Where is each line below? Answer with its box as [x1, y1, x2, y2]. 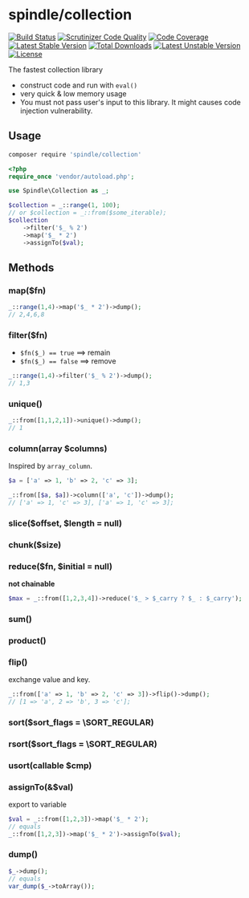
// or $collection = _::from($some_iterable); [8, 209, 167, 217]
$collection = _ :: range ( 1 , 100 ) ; [8, 201, 120, 209]
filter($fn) [8, 329, 48, 340]
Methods [8, 261, 55, 274]
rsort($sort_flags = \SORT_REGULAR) [8, 738, 158, 750]
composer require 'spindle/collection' [8, 150, 142, 158]
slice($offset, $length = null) [8, 518, 123, 529]
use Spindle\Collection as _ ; [8, 187, 110, 195]
